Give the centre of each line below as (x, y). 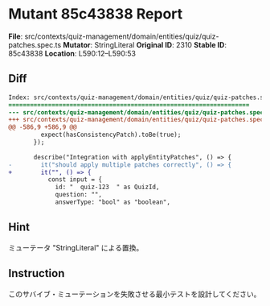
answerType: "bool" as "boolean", (113, 202)
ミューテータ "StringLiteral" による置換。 (76, 247)
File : (16, 36)
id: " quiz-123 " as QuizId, (107, 187)
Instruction (37, 273)
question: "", (79, 195)
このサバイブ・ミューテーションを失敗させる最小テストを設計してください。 (135, 294)
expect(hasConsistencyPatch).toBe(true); (111, 135)
